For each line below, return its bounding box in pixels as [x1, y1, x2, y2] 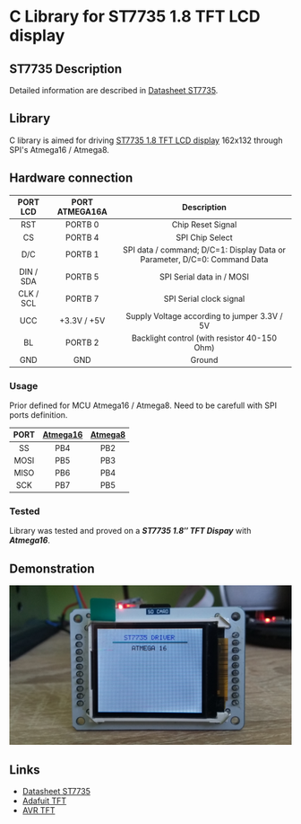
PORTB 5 [65, 271, 99, 282]
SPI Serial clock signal [163, 293, 245, 304]
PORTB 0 [65, 219, 99, 230]
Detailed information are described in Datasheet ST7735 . [9, 85, 219, 95]
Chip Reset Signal [171, 219, 237, 230]
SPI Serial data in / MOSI [159, 271, 249, 282]
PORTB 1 [65, 249, 99, 260]
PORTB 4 [65, 232, 99, 243]
